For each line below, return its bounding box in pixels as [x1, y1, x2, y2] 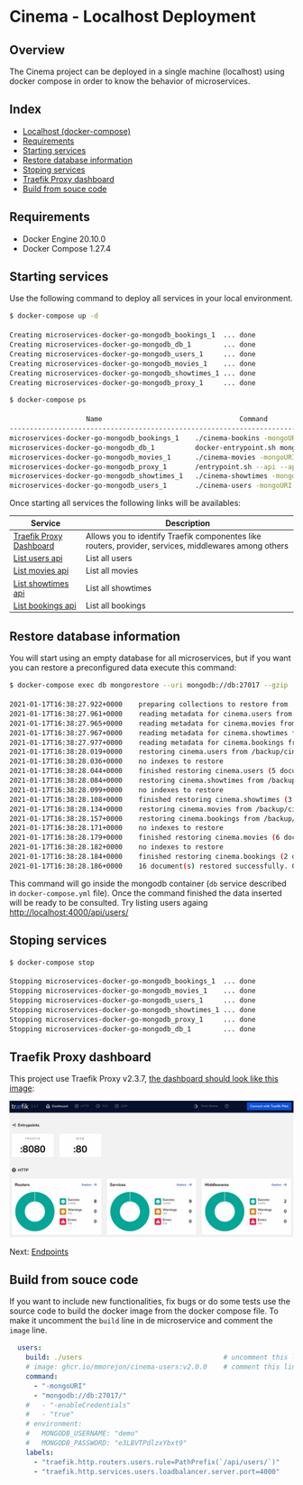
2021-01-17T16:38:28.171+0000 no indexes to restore [9, 824, 224, 833]
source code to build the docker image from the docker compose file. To [9, 1305, 280, 1316]
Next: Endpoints [9, 1246, 69, 1257]
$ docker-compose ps [9, 395, 87, 405]
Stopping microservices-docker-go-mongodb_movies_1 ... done [9, 986, 256, 996]
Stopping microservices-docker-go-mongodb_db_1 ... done [9, 1024, 256, 1034]
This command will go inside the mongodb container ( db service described [9, 878, 287, 889]
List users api [13, 553, 63, 564]
